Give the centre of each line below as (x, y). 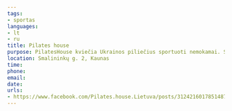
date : (15, 84)
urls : (15, 90)
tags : (15, 13)
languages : (23, 26)
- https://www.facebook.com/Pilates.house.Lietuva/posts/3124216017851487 (117, 97)
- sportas (21, 20)
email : (17, 78)
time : (15, 65)
